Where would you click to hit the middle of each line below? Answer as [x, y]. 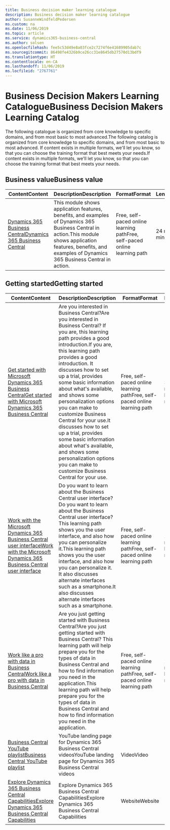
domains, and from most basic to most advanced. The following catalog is [82, 137]
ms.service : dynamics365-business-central [51, 38]
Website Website [140, 801]
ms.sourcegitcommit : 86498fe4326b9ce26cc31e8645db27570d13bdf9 [73, 52]
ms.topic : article [25, 33]
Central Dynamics [28, 234]
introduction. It [76, 363]
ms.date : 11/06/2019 [27, 29]
